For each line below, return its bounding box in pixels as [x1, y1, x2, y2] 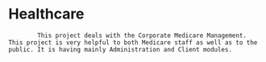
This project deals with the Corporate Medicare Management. [37, 31, 247, 39]
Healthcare [8, 5, 85, 23]
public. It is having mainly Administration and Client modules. [8, 45, 232, 53]
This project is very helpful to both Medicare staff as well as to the [8, 38, 258, 47]
